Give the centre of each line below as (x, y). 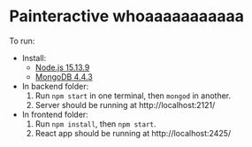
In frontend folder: (55, 114)
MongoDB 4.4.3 (64, 76)
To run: (22, 41)
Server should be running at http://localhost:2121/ (125, 104)
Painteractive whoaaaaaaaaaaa (127, 16)
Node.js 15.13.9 (62, 67)
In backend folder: (55, 86)
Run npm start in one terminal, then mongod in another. (133, 96)
